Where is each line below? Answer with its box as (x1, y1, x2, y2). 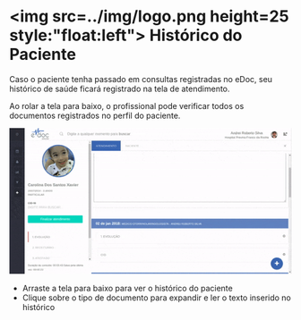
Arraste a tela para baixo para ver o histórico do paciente (21, 283, 233, 294)
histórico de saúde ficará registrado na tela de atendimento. (9, 83, 230, 94)
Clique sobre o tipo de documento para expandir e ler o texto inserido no (21, 292, 291, 303)
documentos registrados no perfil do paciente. (9, 110, 181, 121)
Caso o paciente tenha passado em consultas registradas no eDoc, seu (9, 73, 273, 84)
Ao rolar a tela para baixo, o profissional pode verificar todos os (9, 100, 245, 111)
